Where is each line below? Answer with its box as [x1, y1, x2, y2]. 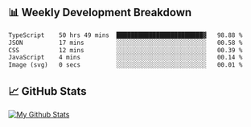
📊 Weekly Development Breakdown [8, 6, 192, 19]
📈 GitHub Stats [8, 84, 87, 98]
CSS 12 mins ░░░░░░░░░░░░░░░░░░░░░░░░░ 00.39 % [8, 46, 243, 54]
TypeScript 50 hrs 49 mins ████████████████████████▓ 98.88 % [8, 31, 243, 39]
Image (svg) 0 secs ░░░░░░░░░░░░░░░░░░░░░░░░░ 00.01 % [8, 61, 243, 69]
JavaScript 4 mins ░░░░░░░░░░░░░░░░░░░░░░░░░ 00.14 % [8, 54, 243, 62]
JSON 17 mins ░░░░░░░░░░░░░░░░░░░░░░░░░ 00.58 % [8, 39, 243, 47]
